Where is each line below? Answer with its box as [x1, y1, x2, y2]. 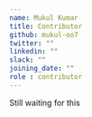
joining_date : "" [9, 64, 75, 73]
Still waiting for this [9, 97, 81, 108]
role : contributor [9, 73, 83, 82]
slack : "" [9, 55, 47, 64]
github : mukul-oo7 [9, 30, 78, 39]
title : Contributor [9, 22, 83, 31]
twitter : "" [9, 38, 54, 48]
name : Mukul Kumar [9, 13, 78, 23]
